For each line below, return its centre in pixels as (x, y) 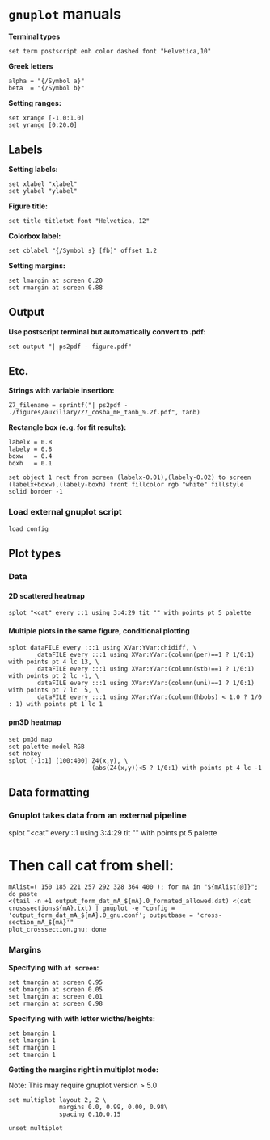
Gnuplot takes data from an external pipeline (98, 815)
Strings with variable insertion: (61, 391)
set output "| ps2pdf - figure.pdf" (70, 347)
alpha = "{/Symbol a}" (46, 81)
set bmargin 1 (32, 1033)
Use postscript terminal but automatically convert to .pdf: (107, 331)
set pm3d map (30, 739)
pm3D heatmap (35, 722)
